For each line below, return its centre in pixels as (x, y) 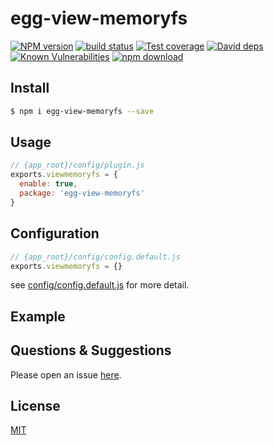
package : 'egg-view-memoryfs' (82, 193)
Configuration (55, 233)
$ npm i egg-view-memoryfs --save (82, 111)
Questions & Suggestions (91, 350)
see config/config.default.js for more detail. (100, 285)
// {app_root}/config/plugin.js (77, 165)
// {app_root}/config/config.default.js (96, 257)
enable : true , (48, 184)
